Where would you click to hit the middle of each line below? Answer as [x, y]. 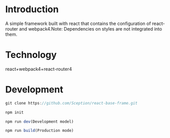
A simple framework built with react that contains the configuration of [78, 23]
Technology [31, 55]
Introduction [32, 9]
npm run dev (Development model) [39, 121]
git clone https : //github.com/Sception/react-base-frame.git [72, 103]
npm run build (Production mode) [39, 131]
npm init [15, 112]
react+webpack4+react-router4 [39, 69]
